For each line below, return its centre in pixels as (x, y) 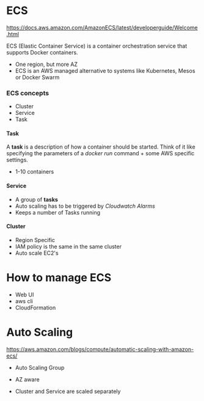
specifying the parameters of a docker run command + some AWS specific (100, 153)
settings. (17, 160)
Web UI (24, 295)
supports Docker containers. (42, 52)
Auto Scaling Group (40, 367)
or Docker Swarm (37, 77)
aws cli (24, 301)
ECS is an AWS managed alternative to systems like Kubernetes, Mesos (105, 70)
